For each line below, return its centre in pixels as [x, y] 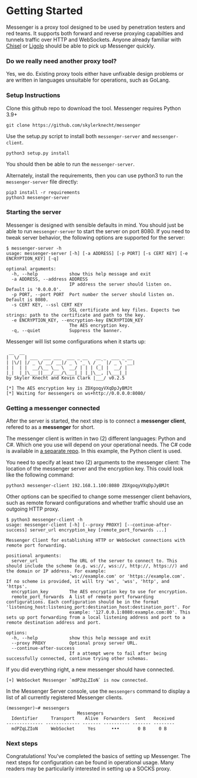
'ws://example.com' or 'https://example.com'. [127, 576]
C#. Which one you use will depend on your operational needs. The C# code [99, 445]
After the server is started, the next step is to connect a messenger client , [96, 421]
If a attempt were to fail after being [118, 653]
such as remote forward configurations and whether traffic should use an [95, 503]
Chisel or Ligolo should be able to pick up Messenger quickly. [81, 46]
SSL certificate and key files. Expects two [125, 310]
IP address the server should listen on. [121, 284]
